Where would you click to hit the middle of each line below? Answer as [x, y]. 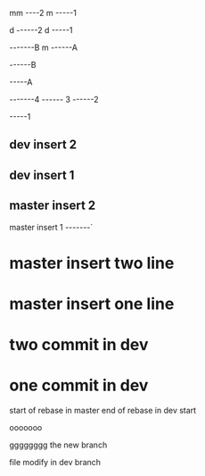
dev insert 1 [42, 175]
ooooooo [26, 428]
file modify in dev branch [55, 463]
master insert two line [92, 263]
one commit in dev [79, 385]
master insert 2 [53, 206]
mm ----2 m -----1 [43, 13]
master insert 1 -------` [51, 227]
